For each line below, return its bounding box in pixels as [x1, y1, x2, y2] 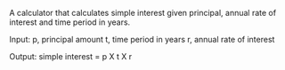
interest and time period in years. [9, 17, 131, 27]
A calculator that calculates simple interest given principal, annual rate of [9, 8, 277, 18]
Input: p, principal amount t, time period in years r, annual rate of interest [9, 35, 275, 44]
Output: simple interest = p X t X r [9, 51, 132, 61]
